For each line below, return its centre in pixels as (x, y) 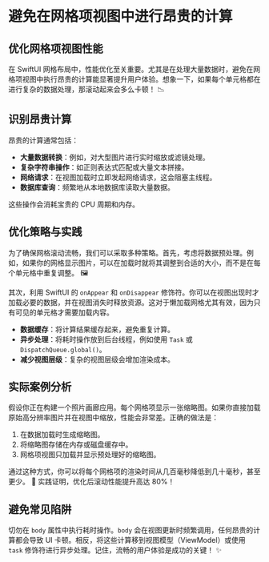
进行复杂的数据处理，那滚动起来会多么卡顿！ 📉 (86, 89)
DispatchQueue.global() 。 (63, 349)
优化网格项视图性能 (56, 48)
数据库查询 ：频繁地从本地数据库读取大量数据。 (97, 187)
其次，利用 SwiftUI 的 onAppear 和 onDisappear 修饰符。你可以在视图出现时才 (134, 292)
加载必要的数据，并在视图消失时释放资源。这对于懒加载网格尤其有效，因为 (131, 302)
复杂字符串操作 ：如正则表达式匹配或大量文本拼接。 (104, 167)
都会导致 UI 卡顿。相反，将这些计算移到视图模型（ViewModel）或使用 (130, 540)
